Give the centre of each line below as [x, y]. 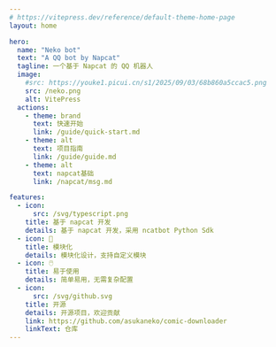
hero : [19, 42]
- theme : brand [53, 116]
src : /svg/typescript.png [80, 214]
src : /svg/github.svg [73, 296]
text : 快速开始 [58, 124]
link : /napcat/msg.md [73, 181]
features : [27, 197]
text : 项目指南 [58, 149]
